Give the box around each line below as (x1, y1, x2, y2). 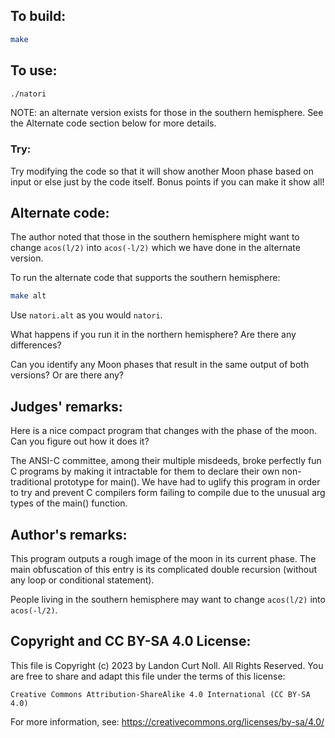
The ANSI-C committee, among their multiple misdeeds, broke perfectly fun (10, 455, 322, 467)
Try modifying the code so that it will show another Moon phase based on (10, 165, 314, 177)
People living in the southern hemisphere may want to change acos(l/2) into (10, 593, 326, 605)
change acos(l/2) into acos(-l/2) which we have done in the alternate (10, 242, 301, 254)
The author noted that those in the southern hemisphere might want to (10, 231, 300, 243)
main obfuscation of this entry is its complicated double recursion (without (10, 563, 318, 575)
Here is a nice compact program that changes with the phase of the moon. (10, 425, 317, 437)
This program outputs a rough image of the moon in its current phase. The (10, 552, 317, 564)
